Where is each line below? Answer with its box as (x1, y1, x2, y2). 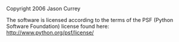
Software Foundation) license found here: (6, 23, 110, 30)
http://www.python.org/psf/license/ (6, 29, 95, 36)
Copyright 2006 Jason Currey (6, 5, 81, 12)
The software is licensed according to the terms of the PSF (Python (6, 17, 174, 23)
